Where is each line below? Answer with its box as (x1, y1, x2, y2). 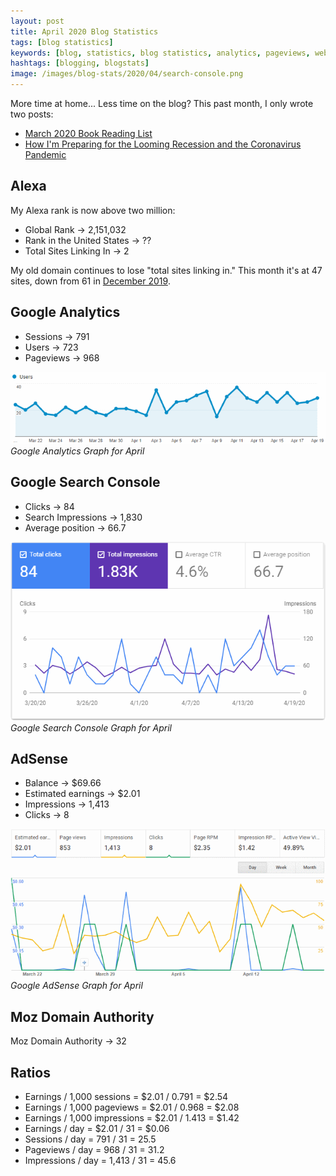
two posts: (10, 108, 54, 120)
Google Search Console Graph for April (10, 721, 172, 734)
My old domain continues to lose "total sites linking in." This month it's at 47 (10, 264, 323, 276)
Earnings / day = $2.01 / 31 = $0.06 (24, 1122, 170, 1134)
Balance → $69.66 (24, 777, 102, 789)
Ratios (10, 1064, 51, 1081)
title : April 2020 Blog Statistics (10, 26, 159, 37)
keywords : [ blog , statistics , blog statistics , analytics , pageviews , (10, 48, 311, 58)
